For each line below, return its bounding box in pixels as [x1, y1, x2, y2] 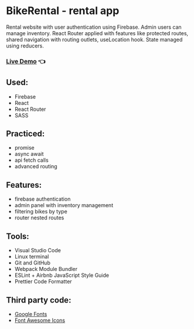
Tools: [6, 231, 29, 241]
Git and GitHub [14, 259, 51, 266]
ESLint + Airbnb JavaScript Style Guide [14, 272, 110, 279]
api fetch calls [14, 157, 49, 164]
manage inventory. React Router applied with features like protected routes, [6, 29, 189, 36]
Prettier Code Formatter [14, 278, 72, 285]
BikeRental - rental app [6, 4, 120, 18]
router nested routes [14, 214, 64, 221]
